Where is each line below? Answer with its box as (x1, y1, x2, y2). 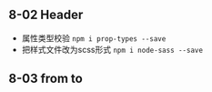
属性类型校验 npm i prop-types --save (21, 32, 167, 44)
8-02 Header (8, 7, 84, 23)
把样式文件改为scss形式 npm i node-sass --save (21, 44, 204, 55)
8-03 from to (8, 71, 83, 87)
